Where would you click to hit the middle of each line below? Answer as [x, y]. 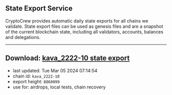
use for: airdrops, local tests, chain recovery [59, 87]
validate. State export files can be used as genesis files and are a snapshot [84, 26]
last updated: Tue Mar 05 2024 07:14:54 [55, 70]
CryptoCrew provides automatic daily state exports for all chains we [77, 21]
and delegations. [23, 37]
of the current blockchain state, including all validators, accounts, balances [84, 32]
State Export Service [39, 8]
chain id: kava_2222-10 [36, 76]
